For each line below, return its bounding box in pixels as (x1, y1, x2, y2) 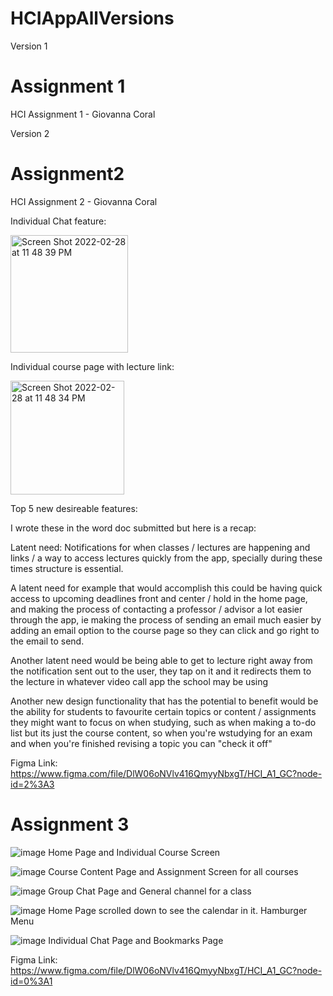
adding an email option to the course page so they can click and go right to (10, 624, 320, 636)
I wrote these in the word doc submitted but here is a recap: (10, 522, 257, 534)
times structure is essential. (10, 562, 124, 574)
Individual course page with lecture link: (10, 360, 175, 372)
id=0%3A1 (10, 975, 53, 987)
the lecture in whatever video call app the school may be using (10, 675, 269, 687)
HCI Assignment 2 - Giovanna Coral (10, 195, 158, 207)
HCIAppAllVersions (10, 7, 175, 30)
